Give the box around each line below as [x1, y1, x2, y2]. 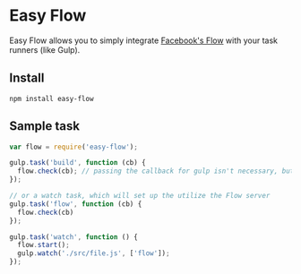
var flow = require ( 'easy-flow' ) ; [9, 142, 139, 151]
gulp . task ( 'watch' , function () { [9, 232, 139, 242]
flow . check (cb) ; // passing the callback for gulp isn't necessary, [17, 167, 279, 176]
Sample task [9, 118, 81, 134]
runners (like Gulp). [9, 44, 81, 55]
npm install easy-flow [9, 94, 94, 103]
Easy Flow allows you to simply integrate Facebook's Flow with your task [9, 35, 279, 46]
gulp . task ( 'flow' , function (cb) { [9, 199, 142, 209]
